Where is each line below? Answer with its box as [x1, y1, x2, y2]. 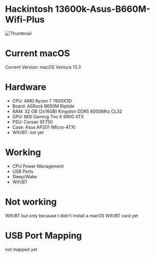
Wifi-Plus [5, 14, 45, 25]
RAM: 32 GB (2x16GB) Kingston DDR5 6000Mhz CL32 [12, 108, 122, 114]
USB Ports [12, 168, 34, 174]
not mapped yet [5, 246, 38, 252]
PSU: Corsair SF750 [12, 119, 53, 125]
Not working [5, 196, 57, 207]
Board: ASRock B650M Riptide [12, 103, 75, 109]
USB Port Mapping [5, 230, 82, 241]
